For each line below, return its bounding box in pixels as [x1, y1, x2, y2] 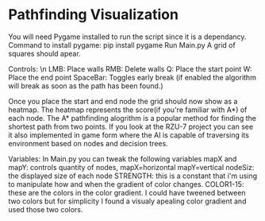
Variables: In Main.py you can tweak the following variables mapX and [8, 153, 237, 164]
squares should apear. [8, 48, 81, 58]
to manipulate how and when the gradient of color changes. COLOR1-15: [8, 179, 244, 188]
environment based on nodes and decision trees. [8, 138, 168, 148]
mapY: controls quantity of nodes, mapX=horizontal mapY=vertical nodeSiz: [8, 162, 255, 172]
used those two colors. [8, 204, 83, 214]
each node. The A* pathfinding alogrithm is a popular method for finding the [8, 113, 256, 122]
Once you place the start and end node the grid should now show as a [8, 96, 238, 106]
